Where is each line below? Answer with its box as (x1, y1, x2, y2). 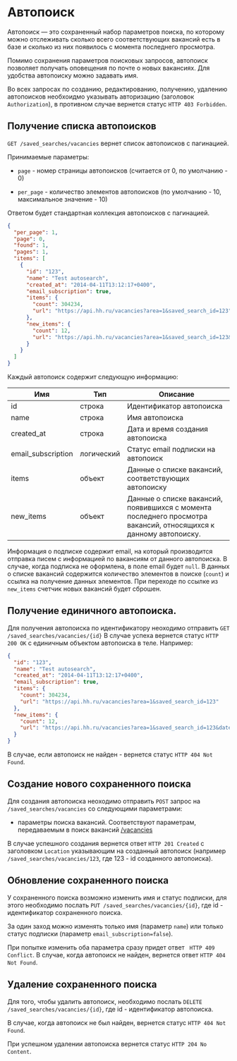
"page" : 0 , (13, 235, 46, 243)
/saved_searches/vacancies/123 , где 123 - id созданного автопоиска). (7, 854, 213, 862)
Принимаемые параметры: (7, 152, 90, 161)
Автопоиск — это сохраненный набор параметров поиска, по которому (7, 27, 225, 36)
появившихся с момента (126, 503, 212, 512)
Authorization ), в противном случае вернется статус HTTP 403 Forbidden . (7, 99, 227, 108)
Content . (7, 1047, 32, 1055)
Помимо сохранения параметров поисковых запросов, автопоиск (7, 56, 208, 64)
